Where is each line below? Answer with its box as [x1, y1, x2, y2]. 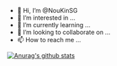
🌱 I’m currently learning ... [17, 21, 91, 29]
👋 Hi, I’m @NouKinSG [17, 7, 78, 14]
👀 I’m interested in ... [17, 14, 76, 22]
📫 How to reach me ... [17, 36, 81, 44]
